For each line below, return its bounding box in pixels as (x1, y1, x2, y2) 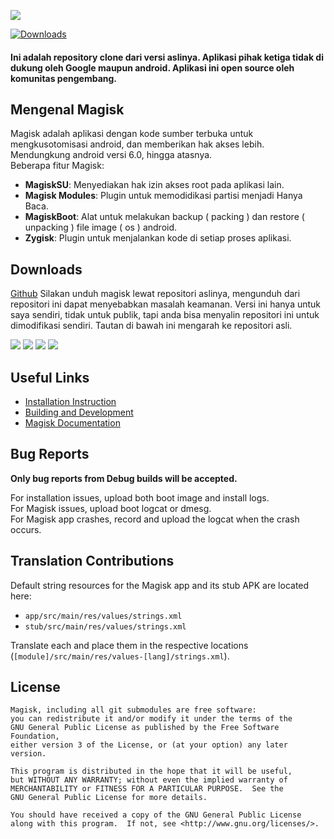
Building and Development (24, 406, 134, 419)
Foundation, (10, 731, 60, 742)
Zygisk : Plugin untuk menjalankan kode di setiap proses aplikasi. (24, 232, 292, 244)
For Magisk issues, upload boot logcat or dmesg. (10, 502, 212, 514)
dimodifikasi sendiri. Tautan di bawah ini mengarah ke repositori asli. (10, 320, 293, 332)
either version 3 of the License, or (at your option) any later (10, 740, 288, 750)
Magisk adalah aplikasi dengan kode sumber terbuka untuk (10, 128, 254, 140)
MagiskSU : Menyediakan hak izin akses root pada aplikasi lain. (24, 179, 285, 191)
